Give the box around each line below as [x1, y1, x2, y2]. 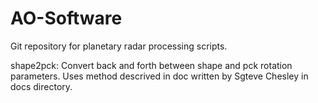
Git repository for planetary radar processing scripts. [10, 40, 228, 52]
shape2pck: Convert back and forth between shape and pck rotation [10, 59, 293, 71]
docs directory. [10, 80, 73, 92]
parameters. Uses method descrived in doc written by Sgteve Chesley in [10, 70, 309, 82]
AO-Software [10, 7, 123, 30]
